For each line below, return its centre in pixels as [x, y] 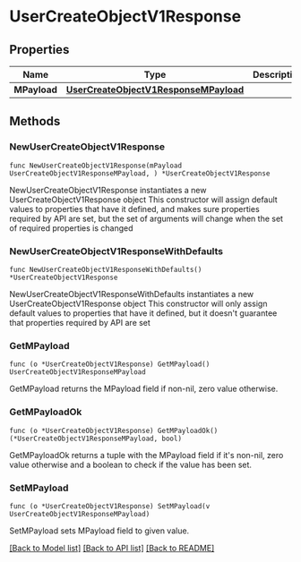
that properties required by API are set [80, 322]
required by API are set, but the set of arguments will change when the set [146, 218]
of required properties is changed [71, 228]
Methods [35, 121]
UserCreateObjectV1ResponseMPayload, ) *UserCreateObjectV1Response [140, 173]
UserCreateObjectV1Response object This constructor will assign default [143, 200]
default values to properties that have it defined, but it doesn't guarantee [143, 313]
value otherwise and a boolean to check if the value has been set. [131, 464]
